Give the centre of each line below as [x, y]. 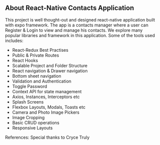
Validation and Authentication [42, 81]
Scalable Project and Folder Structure [50, 65]
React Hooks [25, 60]
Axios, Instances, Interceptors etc [46, 97]
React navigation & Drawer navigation [50, 71]
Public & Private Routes [36, 55]
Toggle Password [30, 86]
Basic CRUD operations [36, 123]
